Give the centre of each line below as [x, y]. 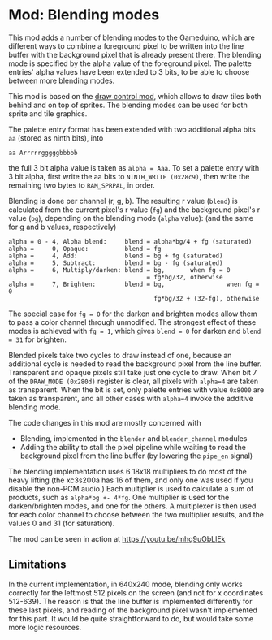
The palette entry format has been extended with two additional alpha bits [132, 129]
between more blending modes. [62, 80]
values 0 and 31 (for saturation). [62, 523]
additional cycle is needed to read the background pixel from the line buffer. [135, 364]
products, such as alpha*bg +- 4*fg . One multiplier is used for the [119, 497]
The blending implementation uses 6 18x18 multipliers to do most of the [128, 471]
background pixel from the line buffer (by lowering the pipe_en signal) [136, 456]
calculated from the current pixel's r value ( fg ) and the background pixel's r [134, 210]
